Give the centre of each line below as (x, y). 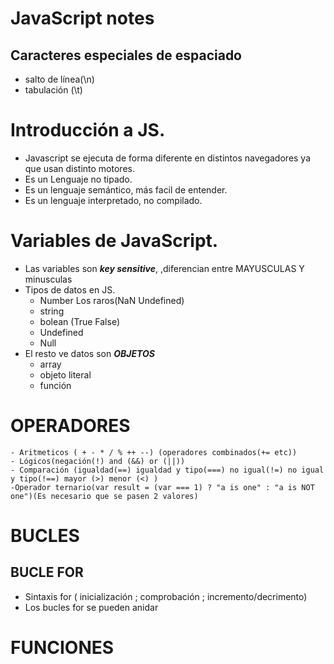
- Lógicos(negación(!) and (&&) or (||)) (98, 461)
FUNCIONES (62, 648)
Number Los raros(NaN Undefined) (112, 300)
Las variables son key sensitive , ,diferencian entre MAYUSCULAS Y (164, 268)
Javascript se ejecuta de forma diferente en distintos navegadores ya (168, 158)
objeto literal (65, 374)
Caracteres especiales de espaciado (126, 55)
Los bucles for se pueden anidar (91, 607)
